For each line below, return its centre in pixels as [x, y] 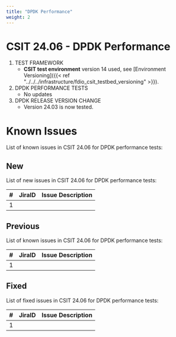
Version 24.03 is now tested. [58, 107]
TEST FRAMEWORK [39, 63]
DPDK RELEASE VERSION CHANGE [58, 101]
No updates [38, 94]
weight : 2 [18, 17]
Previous [23, 226]
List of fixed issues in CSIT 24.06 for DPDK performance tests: [82, 300]
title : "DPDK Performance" [39, 12]
